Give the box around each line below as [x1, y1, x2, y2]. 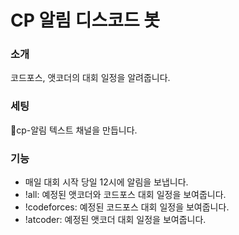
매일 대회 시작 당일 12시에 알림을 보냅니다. [24, 176, 189, 188]
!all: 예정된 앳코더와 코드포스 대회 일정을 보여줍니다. [24, 189, 227, 201]
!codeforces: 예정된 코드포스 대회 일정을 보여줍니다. [24, 201, 230, 213]
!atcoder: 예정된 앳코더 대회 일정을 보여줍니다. [24, 214, 207, 226]
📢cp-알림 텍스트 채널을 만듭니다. [10, 124, 138, 136]
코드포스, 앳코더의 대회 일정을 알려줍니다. [10, 72, 171, 84]
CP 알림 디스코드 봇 [10, 9, 161, 32]
